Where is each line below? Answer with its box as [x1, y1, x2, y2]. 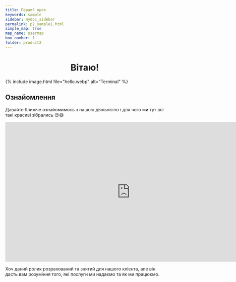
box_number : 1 [5, 36, 35, 41]
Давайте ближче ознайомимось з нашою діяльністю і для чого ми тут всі [5, 106, 164, 112]
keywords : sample [5, 12, 42, 17]
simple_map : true [5, 26, 42, 31]
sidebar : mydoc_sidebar [5, 17, 55, 22]
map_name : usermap [5, 31, 44, 36]
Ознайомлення [5, 93, 55, 102]
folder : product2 [5, 40, 42, 45]
